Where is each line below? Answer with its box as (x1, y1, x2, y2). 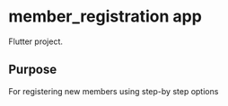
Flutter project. (8, 36, 64, 47)
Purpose (8, 62, 57, 77)
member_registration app (8, 6, 203, 27)
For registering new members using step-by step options (8, 85, 219, 96)
